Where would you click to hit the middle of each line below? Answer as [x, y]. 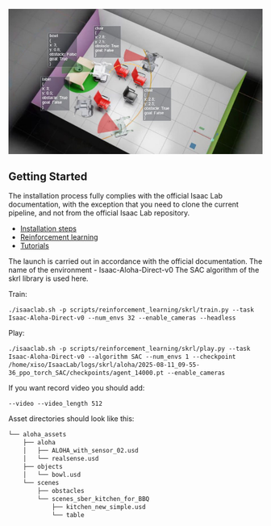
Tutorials [35, 246]
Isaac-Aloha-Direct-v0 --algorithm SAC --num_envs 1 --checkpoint [122, 357]
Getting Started [48, 177]
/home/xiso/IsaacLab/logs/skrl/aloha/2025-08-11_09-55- [104, 365]
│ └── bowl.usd [52, 475]
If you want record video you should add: [77, 388]
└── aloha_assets [38, 435]
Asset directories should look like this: [71, 419]
